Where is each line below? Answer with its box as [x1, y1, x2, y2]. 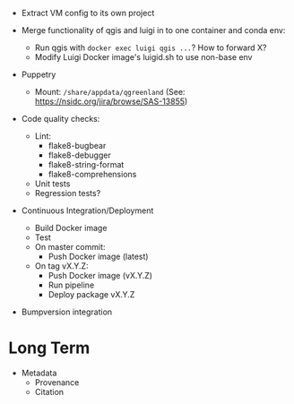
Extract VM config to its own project [21, 8, 155, 18]
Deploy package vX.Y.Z [48, 289, 135, 299]
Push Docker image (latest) [48, 251, 149, 262]
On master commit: [34, 242, 106, 252]
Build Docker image [34, 223, 108, 233]
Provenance [34, 376, 80, 388]
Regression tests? [34, 188, 101, 198]
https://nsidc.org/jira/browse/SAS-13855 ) [34, 96, 188, 107]
